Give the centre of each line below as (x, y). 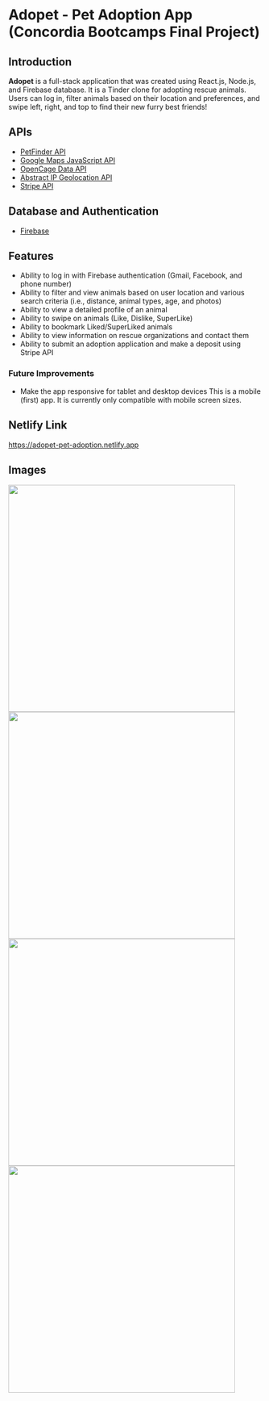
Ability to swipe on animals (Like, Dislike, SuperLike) (106, 318)
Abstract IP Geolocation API (66, 177)
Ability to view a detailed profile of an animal (93, 310)
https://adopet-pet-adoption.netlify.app (74, 445)
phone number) (46, 284)
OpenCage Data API (53, 169)
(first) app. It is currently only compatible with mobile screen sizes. (130, 399)
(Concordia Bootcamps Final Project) (134, 32)
